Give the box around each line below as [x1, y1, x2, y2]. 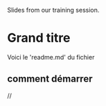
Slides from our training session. [7, 6, 100, 14]
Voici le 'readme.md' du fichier [7, 53, 95, 61]
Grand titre [7, 30, 71, 46]
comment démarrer [7, 73, 93, 85]
